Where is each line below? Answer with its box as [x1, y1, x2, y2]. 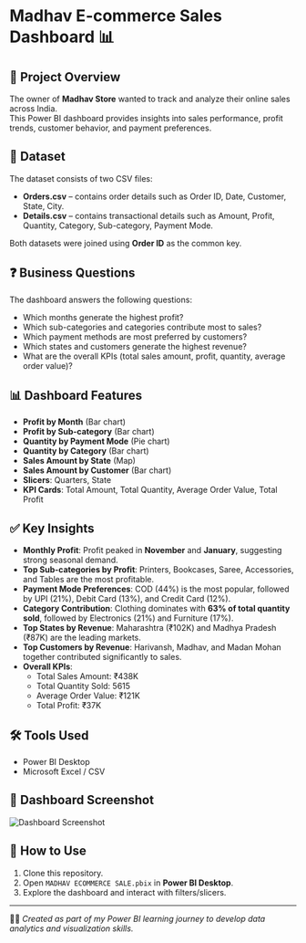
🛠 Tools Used [9, 728, 89, 743]
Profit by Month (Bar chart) [22, 416, 126, 427]
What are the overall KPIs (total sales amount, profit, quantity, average [22, 351, 286, 361]
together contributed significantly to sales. [22, 652, 182, 663]
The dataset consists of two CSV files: [9, 173, 153, 183]
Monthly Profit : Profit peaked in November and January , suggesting [22, 545, 282, 556]
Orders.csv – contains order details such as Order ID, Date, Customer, [22, 191, 287, 202]
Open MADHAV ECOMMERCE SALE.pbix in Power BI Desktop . [22, 877, 234, 888]
